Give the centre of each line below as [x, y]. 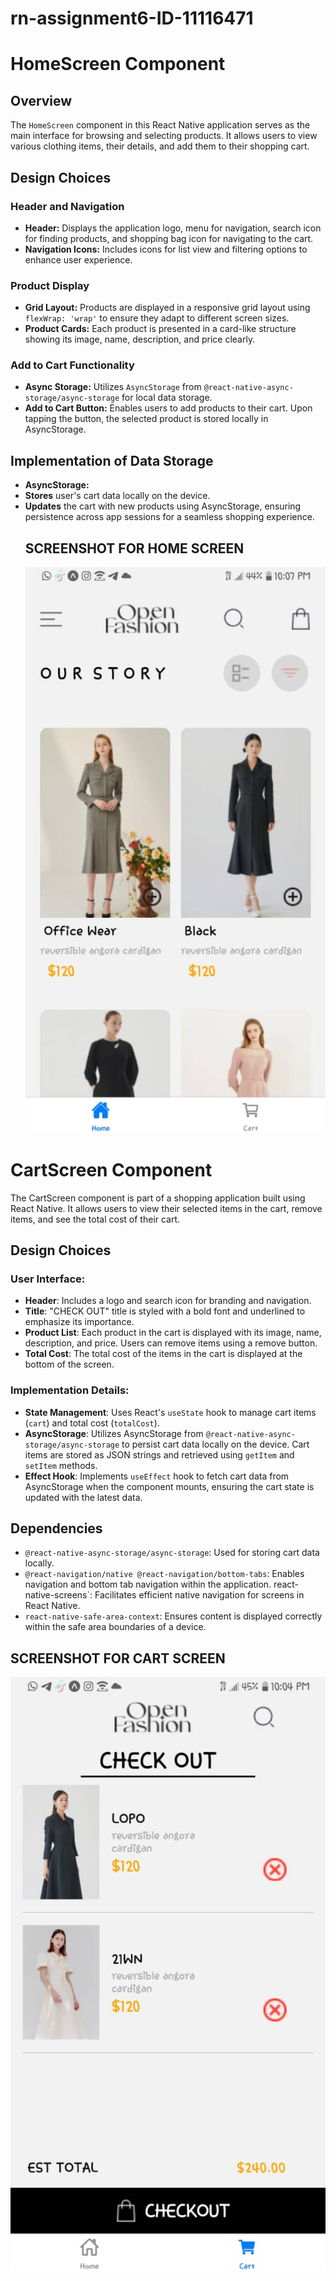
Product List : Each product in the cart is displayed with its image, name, [173, 1333]
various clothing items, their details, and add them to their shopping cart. [160, 146]
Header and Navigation [67, 206]
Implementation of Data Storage [112, 460]
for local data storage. [167, 398]
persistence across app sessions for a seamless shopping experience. [169, 517]
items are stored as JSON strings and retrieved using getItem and [159, 1454]
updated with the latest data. [83, 1497]
